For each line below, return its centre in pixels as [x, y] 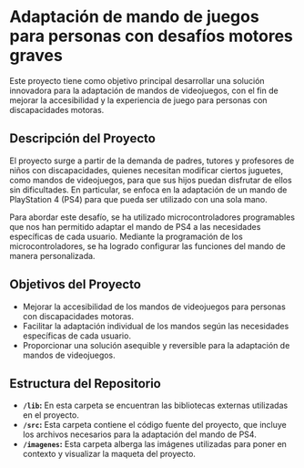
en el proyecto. [51, 415]
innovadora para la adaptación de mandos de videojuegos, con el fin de [144, 90]
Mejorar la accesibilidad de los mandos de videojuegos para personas [154, 307]
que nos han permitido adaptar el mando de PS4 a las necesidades [135, 226]
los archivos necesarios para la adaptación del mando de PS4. [139, 434]
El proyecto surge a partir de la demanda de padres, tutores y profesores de [152, 161]
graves [36, 56]
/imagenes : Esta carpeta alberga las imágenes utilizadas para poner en [154, 444]
